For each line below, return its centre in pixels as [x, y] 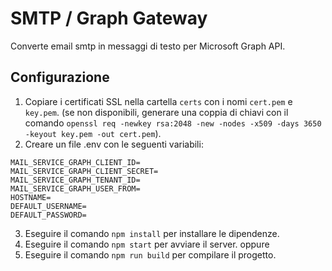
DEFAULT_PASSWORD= [48, 215]
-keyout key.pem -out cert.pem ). [93, 133]
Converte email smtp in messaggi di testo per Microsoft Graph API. [148, 46]
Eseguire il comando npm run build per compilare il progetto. [150, 254]
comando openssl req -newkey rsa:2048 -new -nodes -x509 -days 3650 [173, 123]
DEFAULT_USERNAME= [48, 206]
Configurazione [60, 77]
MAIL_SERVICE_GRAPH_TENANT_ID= [75, 180]
